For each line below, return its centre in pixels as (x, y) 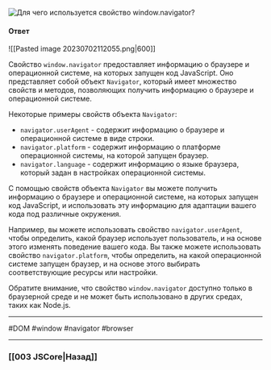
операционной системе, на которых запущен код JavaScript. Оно (121, 73)
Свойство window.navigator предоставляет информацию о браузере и (129, 64)
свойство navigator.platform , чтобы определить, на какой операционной (135, 256)
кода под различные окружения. (65, 214)
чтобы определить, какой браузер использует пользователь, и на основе (135, 239)
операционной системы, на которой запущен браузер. (115, 156)
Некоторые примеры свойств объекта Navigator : (93, 114)
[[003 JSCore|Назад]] (53, 357)
